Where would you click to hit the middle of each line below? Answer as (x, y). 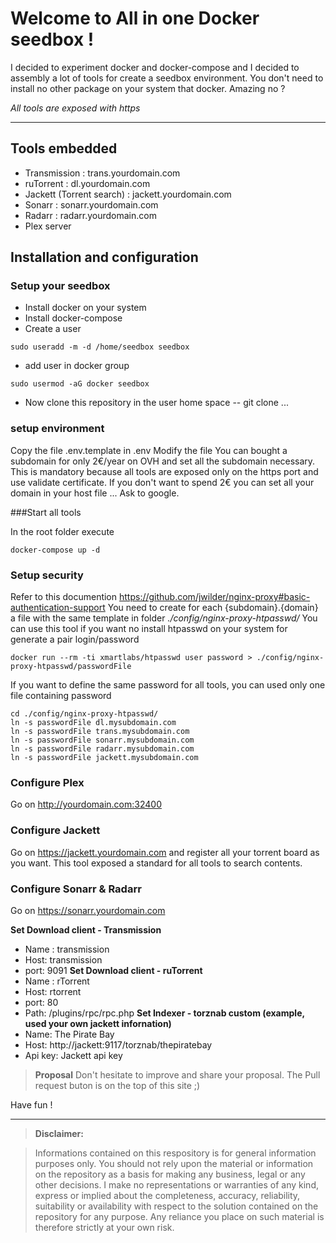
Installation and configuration (104, 257)
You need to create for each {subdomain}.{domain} (213, 608)
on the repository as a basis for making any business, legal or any (170, 1174)
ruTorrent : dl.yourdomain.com (87, 183)
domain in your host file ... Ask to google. (95, 493)
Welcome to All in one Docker (135, 18)
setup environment (57, 429)
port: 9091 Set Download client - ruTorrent (113, 970)
